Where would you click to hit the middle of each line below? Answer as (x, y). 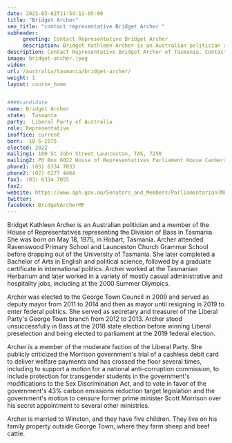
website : (20, 193)
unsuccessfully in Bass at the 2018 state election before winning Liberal (109, 326)
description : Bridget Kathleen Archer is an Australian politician (122, 46)
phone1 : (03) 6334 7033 (41, 167)
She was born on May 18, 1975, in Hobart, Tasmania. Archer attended (105, 239)
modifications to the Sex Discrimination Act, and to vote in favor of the (107, 384)
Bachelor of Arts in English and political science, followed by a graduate (109, 262)
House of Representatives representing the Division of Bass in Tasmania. (110, 233)
